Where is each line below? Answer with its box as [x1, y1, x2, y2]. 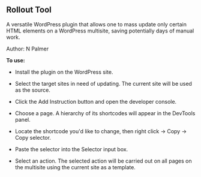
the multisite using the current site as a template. [14, 163, 136, 170]
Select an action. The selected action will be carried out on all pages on [14, 157, 192, 164]
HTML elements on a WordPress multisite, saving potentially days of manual [6, 27, 194, 34]
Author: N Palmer [6, 45, 49, 52]
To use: [6, 56, 25, 64]
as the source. [14, 86, 51, 94]
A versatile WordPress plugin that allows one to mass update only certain [6, 20, 187, 28]
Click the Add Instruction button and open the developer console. [14, 98, 177, 105]
